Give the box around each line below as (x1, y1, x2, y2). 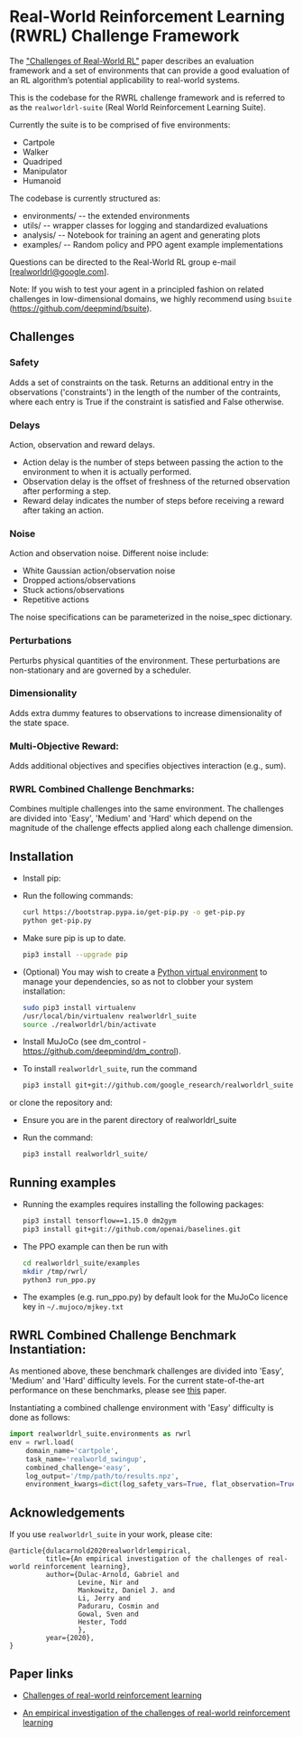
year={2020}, (45, 1634, 95, 1643)
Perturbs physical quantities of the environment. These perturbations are (9, 655, 280, 666)
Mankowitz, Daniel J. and (78, 1586, 176, 1595)
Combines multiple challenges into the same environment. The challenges (9, 803, 284, 815)
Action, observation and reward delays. (9, 439, 156, 449)
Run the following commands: (22, 891, 133, 902)
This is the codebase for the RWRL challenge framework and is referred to (9, 92, 286, 103)
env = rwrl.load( (9, 1438, 75, 1448)
